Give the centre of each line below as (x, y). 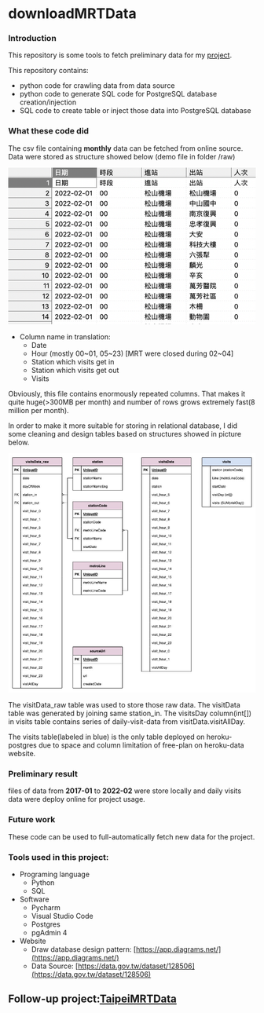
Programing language (55, 874)
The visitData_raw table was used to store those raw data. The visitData (125, 705)
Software (34, 899)
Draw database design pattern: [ (84, 949)
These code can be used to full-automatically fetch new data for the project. (132, 836)
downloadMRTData (72, 14)
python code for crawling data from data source (97, 86)
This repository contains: (48, 71)
